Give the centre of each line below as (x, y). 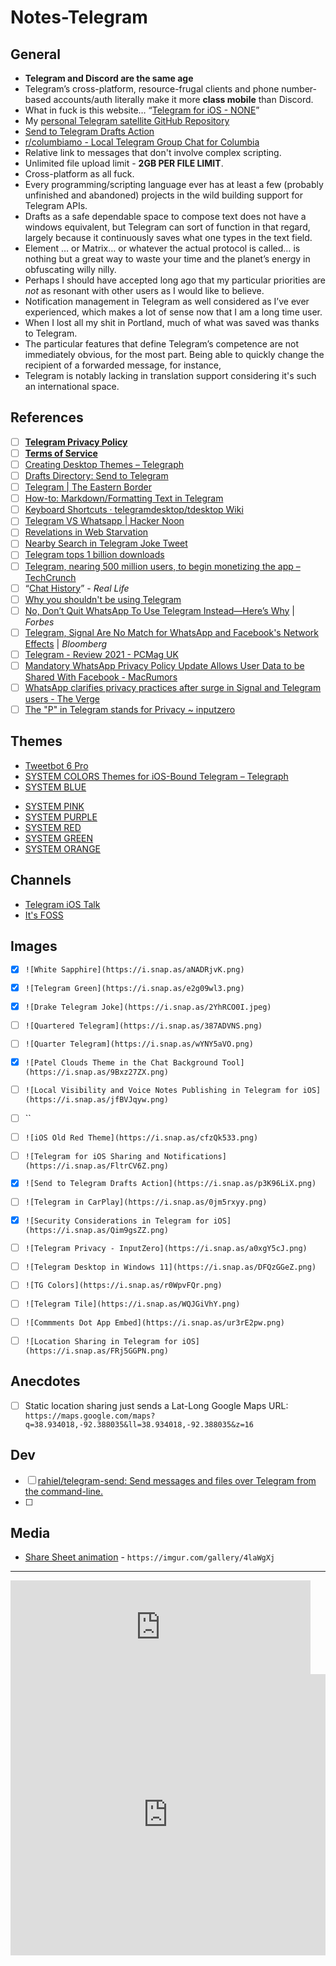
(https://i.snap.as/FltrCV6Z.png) (96, 1166)
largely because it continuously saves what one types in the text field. (168, 237)
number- (299, 89)
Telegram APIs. (56, 205)
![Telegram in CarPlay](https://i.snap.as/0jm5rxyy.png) (146, 1202)
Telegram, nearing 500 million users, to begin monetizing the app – (162, 566)
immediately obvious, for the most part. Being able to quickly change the (174, 354)
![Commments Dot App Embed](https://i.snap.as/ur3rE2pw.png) (154, 1323)
